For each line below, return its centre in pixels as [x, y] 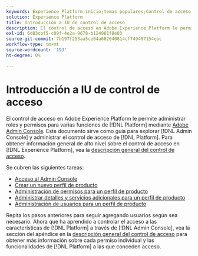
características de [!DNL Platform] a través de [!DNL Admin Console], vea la [98, 228]
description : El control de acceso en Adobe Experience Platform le [92, 28]
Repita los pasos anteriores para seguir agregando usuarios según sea [92, 215]
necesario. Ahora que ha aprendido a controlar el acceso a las [82, 221]
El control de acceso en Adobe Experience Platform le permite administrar [96, 118]
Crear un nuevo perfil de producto [56, 185]
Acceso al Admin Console [46, 179]
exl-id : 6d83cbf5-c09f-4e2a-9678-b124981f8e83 [64, 34]
